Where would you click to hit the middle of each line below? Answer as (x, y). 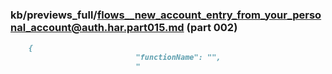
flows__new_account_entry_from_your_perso (209, 15)
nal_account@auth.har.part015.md (97, 27)
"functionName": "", (178, 58)
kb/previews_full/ (54, 15)
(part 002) (212, 27)
